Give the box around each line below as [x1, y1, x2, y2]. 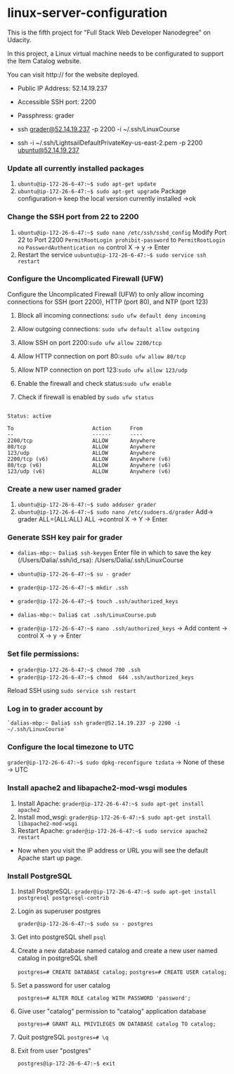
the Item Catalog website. [7, 56, 82, 65]
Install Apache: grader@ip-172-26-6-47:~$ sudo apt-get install [17, 799, 204, 808]
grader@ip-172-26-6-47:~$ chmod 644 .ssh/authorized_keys [17, 673, 195, 681]
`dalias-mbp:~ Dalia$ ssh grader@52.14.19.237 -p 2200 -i [7, 720, 181, 727]
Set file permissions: [7, 649, 79, 659]
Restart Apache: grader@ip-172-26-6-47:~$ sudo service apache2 [17, 826, 208, 834]
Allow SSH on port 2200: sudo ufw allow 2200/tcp [17, 338, 162, 347]
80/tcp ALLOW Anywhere [7, 443, 156, 451]
